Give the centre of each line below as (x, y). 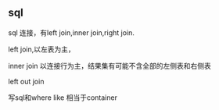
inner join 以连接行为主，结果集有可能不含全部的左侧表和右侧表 (109, 66)
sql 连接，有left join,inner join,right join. (71, 32)
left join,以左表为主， (42, 49)
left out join (26, 81)
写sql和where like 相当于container (63, 98)
